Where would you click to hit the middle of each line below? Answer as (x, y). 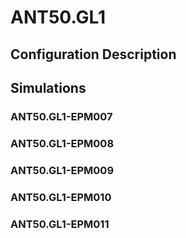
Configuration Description (93, 54)
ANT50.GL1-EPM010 (61, 197)
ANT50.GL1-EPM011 (60, 224)
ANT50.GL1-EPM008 (62, 143)
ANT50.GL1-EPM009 (62, 170)
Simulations (48, 87)
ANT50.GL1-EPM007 (61, 116)
